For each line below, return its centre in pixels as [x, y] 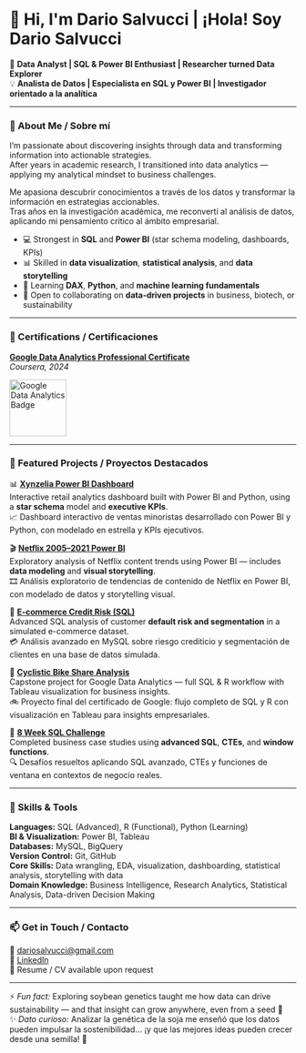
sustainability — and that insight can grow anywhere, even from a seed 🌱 [147, 1009]
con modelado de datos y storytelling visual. [92, 594]
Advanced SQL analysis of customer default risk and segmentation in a [145, 621]
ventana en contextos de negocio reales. [86, 775]
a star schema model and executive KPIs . [89, 506]
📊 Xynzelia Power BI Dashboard [72, 483]
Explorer [26, 74]
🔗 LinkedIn [29, 960]
